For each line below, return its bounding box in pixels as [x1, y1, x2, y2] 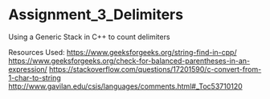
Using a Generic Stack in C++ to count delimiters [8, 32, 170, 42]
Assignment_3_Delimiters [8, 6, 183, 24]
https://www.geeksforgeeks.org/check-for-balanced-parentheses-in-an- [8, 56, 251, 65]
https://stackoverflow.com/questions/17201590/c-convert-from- [49, 64, 262, 73]
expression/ [8, 64, 48, 73]
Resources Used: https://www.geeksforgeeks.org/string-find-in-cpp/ [8, 47, 237, 57]
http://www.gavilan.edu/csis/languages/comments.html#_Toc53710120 [8, 81, 243, 91]
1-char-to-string [8, 73, 62, 82]
